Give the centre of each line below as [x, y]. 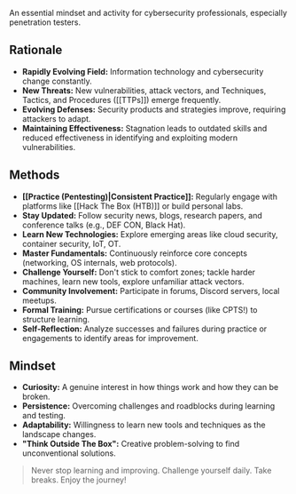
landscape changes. [59, 434]
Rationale [36, 50]
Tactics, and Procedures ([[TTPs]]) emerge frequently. [121, 100]
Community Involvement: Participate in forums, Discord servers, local [151, 291]
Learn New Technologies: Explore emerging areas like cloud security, [150, 234]
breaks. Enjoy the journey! [78, 480]
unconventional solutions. [69, 453]
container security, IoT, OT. [71, 243]
